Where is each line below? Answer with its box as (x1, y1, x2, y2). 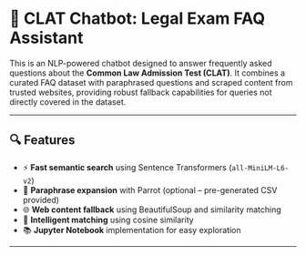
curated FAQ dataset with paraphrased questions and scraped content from (9, 77, 293, 87)
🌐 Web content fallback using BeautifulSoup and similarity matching (22, 204, 282, 215)
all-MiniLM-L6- (231, 163, 290, 172)
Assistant (9, 27, 84, 48)
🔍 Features (9, 132, 76, 148)
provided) (22, 194, 60, 205)
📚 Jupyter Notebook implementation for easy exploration (22, 224, 241, 235)
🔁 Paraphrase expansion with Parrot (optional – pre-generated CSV (22, 184, 278, 195)
